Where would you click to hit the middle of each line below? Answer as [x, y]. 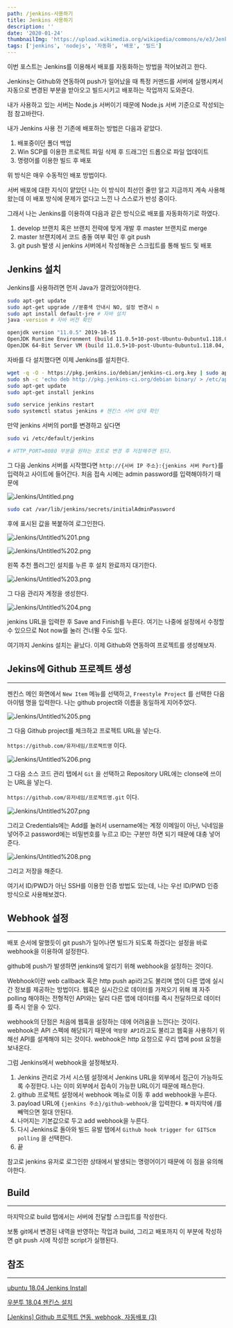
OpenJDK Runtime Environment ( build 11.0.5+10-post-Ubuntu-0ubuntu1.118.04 [119, 339]
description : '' [31, 26]
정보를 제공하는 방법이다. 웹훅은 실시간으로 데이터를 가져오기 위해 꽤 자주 [112, 990]
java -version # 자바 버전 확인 [50, 320]
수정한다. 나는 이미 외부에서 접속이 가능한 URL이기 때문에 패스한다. [115, 1086]
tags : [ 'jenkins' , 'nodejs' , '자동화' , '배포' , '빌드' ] [84, 46]
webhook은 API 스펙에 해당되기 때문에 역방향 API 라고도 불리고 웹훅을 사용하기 [113, 1031]
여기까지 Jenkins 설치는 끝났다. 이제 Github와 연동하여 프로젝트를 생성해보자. [112, 645]
